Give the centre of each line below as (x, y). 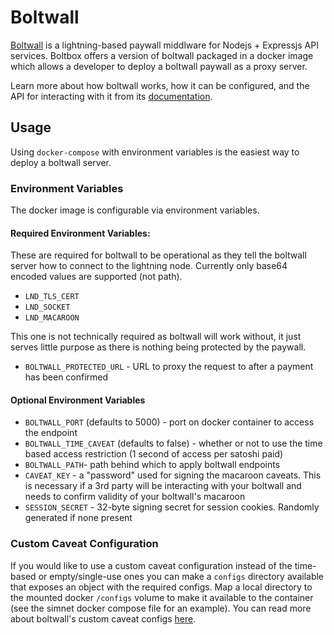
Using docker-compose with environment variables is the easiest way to (155, 152)
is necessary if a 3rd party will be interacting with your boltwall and (163, 486)
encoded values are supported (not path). (96, 277)
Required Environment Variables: (80, 233)
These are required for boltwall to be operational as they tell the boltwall (158, 255)
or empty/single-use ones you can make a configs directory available (181, 576)
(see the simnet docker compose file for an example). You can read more (161, 608)
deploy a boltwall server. (61, 162)
